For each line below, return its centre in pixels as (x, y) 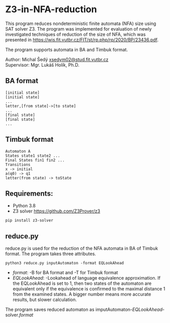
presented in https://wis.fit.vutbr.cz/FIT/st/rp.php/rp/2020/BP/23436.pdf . (82, 40)
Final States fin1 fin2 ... (35, 160)
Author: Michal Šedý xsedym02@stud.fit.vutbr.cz (57, 59)
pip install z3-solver (29, 221)
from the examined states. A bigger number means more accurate (82, 294)
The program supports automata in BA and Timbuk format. (67, 49)
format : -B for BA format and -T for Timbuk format (65, 273)
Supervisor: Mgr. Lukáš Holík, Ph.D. (42, 65)
